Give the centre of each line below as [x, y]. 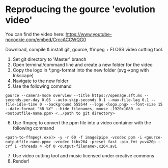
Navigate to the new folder [40, 81]
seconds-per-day [22, 100]
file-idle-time [21, 104]
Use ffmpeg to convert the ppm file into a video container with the [82, 122]
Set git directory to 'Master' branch [49, 59]
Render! [21, 161]
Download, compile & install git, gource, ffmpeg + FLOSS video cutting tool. [85, 49]
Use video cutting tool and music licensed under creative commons [83, 155]
